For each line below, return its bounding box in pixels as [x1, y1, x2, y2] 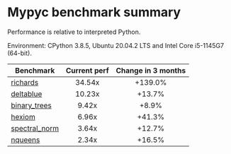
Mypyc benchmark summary [7, 4, 181, 20]
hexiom [11, 112, 35, 122]
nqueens [11, 135, 40, 145]
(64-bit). [7, 49, 32, 57]
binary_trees [11, 100, 52, 110]
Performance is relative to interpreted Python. [7, 28, 141, 36]
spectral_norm [11, 123, 59, 133]
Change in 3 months [115, 65, 186, 75]
